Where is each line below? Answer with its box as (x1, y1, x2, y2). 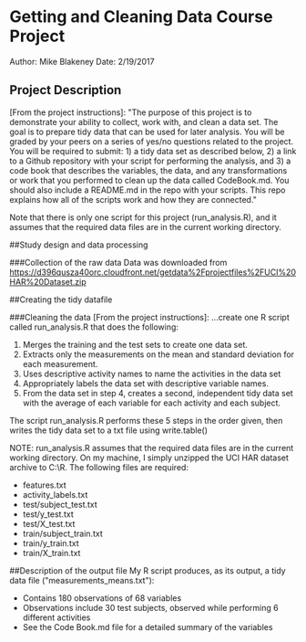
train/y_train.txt (22, 537, 79, 549)
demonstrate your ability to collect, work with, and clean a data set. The (9, 116, 279, 127)
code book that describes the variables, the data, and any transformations (9, 164, 288, 175)
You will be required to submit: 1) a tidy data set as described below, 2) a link (9, 145, 297, 156)
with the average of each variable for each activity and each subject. (22, 397, 280, 408)
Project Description (9, 82, 122, 98)
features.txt (22, 479, 66, 490)
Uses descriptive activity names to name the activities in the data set (22, 368, 281, 379)
